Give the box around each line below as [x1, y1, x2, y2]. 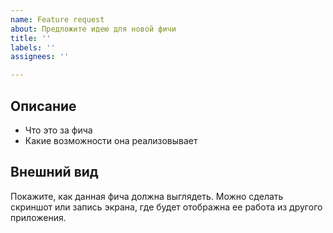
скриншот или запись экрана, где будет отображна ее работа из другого [10, 201, 323, 213]
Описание [10, 97, 77, 115]
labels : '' [10, 42, 56, 53]
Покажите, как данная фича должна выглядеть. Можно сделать [10, 190, 284, 202]
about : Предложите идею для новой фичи [10, 24, 177, 34]
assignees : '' [10, 52, 70, 62]
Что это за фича [24, 124, 93, 136]
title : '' [10, 33, 52, 43]
